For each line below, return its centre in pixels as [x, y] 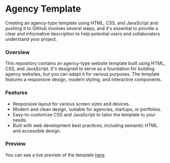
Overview [18, 52]
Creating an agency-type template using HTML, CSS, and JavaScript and [82, 23]
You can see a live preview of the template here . [56, 155]
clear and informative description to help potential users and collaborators [83, 34]
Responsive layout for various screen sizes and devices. [71, 104]
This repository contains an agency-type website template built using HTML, [85, 63]
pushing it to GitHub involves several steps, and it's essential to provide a [82, 28]
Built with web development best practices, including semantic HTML [85, 125]
